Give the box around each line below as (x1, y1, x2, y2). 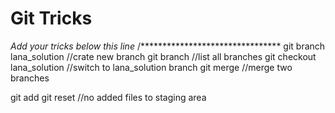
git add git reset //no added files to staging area (10, 91, 207, 103)
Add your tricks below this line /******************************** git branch (10, 40, 326, 52)
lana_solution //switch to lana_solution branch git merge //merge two (10, 61, 293, 73)
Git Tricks (10, 7, 93, 30)
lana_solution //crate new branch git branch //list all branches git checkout (10, 50, 317, 62)
